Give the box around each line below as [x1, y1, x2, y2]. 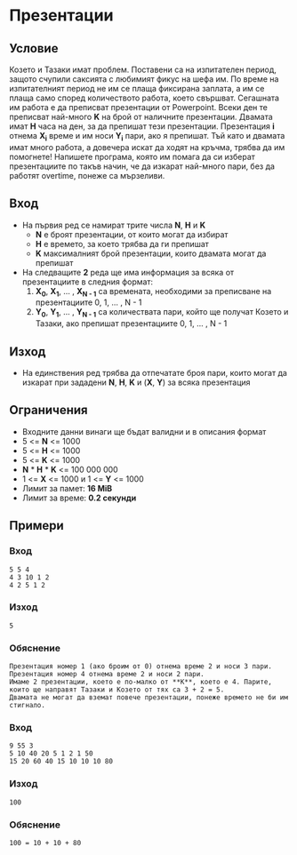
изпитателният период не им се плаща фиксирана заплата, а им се [9, 84, 265, 93]
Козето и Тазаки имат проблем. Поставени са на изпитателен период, [9, 64, 277, 75]
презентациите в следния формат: [21, 276, 154, 287]
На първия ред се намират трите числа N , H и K [21, 220, 206, 230]
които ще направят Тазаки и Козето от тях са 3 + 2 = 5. [9, 685, 225, 694]
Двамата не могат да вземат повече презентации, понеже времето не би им [9, 693, 289, 702]
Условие [9, 41, 59, 56]
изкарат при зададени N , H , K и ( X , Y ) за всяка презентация [21, 377, 251, 388]
